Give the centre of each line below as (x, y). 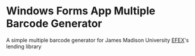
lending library (24, 46)
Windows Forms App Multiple (81, 11)
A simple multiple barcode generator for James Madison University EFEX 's (97, 40)
